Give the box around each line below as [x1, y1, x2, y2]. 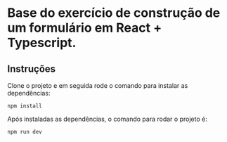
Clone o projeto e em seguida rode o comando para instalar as [7, 82, 188, 89]
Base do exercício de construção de [7, 5, 221, 21]
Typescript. [7, 35, 77, 51]
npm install [7, 103, 42, 110]
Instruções [7, 63, 56, 75]
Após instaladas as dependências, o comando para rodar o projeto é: [7, 115, 207, 123]
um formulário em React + [7, 20, 162, 36]
